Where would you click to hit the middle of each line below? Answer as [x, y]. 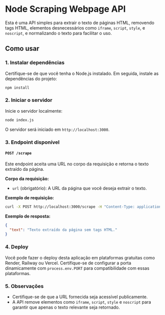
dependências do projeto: [31, 79]
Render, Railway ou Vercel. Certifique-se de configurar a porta [68, 263]
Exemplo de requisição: [29, 197]
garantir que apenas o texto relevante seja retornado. [66, 307]
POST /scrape [18, 154]
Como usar [22, 48]
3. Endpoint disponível [32, 142]
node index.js [20, 120]
